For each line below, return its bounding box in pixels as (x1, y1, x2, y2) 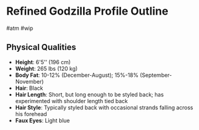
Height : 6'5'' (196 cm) (15, 58, 71, 65)
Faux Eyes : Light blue (15, 117, 70, 124)
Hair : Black (15, 84, 43, 92)
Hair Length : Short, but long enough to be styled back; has (15, 90, 164, 98)
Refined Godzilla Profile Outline (6, 4, 169, 18)
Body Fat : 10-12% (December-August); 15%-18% (15, 71, 139, 79)
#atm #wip (6, 24, 34, 32)
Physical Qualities (6, 42, 76, 52)
